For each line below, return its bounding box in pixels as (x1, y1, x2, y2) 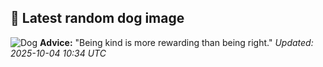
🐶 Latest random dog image (10, 10, 185, 27)
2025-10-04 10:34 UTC (10, 47, 107, 59)
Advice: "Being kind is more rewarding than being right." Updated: (39, 36, 314, 48)
